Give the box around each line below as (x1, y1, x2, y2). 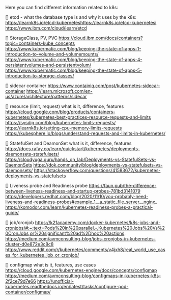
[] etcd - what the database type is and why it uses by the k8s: (5, 14, 136, 20)
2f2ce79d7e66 (5, 278, 37, 284)
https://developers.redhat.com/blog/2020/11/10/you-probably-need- (5, 194, 149, 199)
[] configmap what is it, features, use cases (5, 262, 96, 268)
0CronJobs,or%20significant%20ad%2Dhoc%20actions (5, 230, 125, 236)
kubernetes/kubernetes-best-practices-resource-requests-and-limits (5, 114, 151, 120)
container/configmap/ (5, 289, 51, 295)
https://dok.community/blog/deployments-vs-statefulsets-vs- (33, 162, 163, 168)
